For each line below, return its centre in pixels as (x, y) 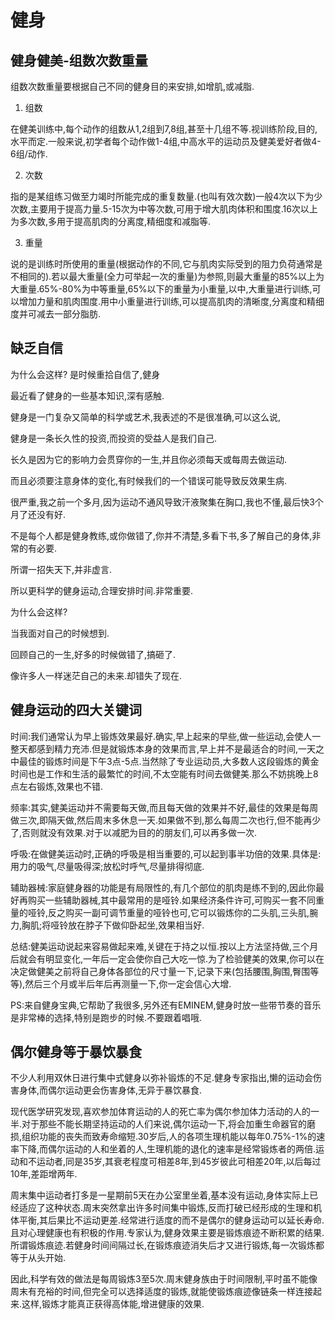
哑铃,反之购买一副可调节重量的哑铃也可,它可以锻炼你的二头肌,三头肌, (168, 912)
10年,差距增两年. (44, 1174)
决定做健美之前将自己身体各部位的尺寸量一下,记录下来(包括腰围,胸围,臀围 (160, 971)
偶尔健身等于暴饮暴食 (76, 1052)
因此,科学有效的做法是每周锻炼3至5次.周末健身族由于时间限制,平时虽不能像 (164, 1279)
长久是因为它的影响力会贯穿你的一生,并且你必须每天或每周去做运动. (149, 459)
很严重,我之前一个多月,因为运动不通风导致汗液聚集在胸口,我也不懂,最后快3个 (167, 502)
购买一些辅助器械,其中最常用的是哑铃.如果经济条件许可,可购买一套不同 (172, 900)
